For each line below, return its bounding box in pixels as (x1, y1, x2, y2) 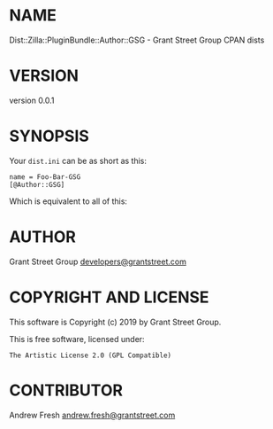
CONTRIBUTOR (9, 380, 124, 400)
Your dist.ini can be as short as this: (9, 155, 148, 166)
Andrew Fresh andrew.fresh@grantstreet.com (9, 409, 176, 420)
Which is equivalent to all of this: (9, 196, 128, 207)
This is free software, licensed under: (9, 333, 145, 344)
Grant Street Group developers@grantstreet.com (9, 256, 187, 267)
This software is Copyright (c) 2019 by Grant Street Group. (9, 316, 222, 327)
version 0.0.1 (9, 95, 55, 105)
